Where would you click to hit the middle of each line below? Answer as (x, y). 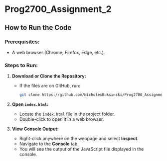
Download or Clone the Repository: (49, 76)
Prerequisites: (22, 42)
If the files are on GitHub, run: (50, 86)
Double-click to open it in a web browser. (62, 119)
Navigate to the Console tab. (49, 144)
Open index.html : (30, 104)
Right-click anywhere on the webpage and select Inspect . (79, 139)
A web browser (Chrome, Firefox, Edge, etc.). (58, 52)
